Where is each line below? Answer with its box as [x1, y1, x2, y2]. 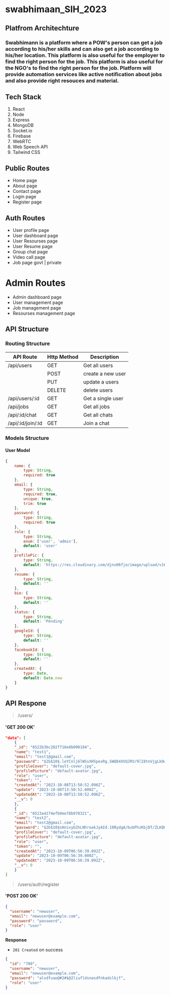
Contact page [12, 188, 41, 194]
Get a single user [83, 395, 124, 402]
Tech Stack [5, 92, 41, 101]
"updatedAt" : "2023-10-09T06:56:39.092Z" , [14, 858, 105, 863]
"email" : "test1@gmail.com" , [14, 754, 76, 760]
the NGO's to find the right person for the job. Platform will [5, 64, 152, 72]
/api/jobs [8, 403, 29, 410]
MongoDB [12, 122, 34, 128]
